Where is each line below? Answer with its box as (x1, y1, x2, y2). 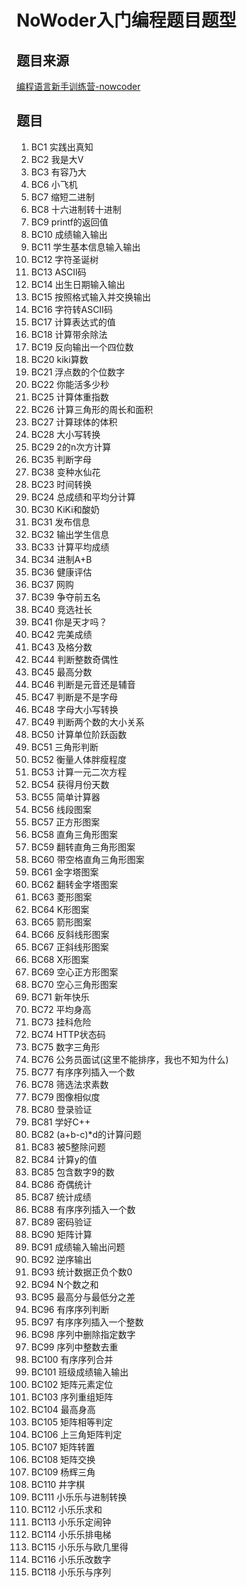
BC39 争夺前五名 (30, 591, 101, 603)
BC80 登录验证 (30, 1103, 93, 1115)
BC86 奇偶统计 (30, 1178, 93, 1190)
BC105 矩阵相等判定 (30, 1416, 113, 1428)
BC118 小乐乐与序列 (30, 1566, 112, 1578)
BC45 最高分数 (30, 666, 93, 678)
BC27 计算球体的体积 (30, 416, 118, 428)
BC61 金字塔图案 (30, 866, 99, 878)
